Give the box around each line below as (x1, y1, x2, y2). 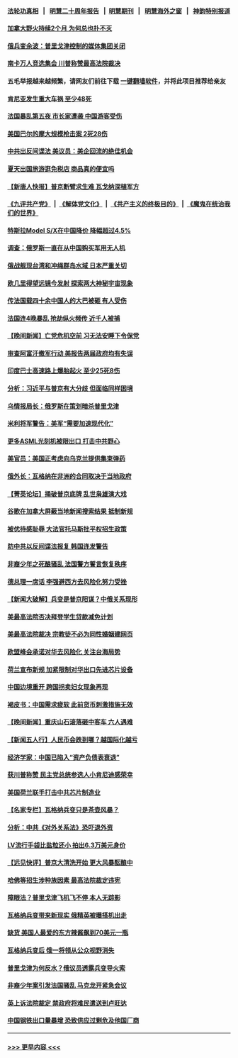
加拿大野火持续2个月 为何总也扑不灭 (7, 24, 113, 33)
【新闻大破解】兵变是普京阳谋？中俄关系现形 (7, 595, 138, 603)
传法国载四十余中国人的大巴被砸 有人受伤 (7, 297, 127, 305)
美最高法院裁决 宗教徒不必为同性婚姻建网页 (7, 630, 133, 639)
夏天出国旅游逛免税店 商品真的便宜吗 (7, 164, 115, 173)
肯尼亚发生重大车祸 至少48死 (7, 94, 92, 103)
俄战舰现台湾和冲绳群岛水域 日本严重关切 (7, 261, 127, 270)
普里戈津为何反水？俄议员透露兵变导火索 (7, 964, 125, 972)
